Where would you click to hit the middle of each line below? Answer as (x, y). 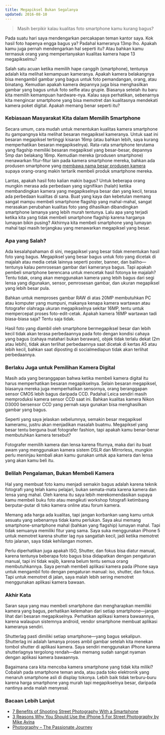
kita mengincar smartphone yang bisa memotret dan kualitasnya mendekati (82, 100)
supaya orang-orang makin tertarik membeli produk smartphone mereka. (79, 171)
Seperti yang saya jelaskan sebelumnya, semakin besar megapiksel (73, 419)
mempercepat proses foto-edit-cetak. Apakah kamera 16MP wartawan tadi (81, 314)
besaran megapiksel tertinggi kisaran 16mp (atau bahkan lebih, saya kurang (82, 139)
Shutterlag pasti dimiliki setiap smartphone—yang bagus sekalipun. (73, 636)
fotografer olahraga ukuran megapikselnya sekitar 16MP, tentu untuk (75, 308)
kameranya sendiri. (25, 627)
